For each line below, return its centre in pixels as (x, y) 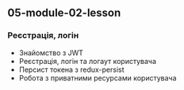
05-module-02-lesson (64, 13)
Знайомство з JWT (51, 52)
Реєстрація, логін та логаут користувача (87, 61)
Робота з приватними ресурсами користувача (98, 77)
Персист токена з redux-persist (71, 69)
